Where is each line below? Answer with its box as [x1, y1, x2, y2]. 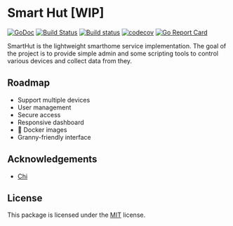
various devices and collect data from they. [7, 56, 132, 65]
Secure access [17, 110, 61, 119]
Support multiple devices [17, 95, 91, 104]
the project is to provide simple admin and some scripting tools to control [7, 49, 219, 58]
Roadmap [7, 77, 51, 89]
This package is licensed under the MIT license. [7, 211, 146, 219]
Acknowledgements [7, 153, 98, 166]
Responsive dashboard [17, 118, 84, 126]
